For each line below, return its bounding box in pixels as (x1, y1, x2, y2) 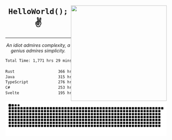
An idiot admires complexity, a (6, 42, 71, 48)
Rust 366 (5, 69, 66, 74)
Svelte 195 (5, 90, 66, 96)
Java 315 (5, 74, 66, 79)
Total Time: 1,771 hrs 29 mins (5, 58, 72, 63)
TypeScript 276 (5, 80, 66, 85)
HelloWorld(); (8, 7, 68, 16)
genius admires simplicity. (10, 48, 66, 54)
